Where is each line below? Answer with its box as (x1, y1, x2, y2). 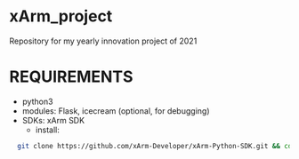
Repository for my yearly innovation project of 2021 (9, 36, 198, 46)
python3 (21, 96, 53, 107)
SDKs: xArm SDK (21, 115, 85, 125)
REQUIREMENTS (9, 67, 133, 87)
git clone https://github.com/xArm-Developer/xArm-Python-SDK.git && (17, 141, 280, 150)
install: (35, 124, 60, 135)
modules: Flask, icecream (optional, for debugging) (21, 105, 210, 116)
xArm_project (9, 6, 113, 27)
